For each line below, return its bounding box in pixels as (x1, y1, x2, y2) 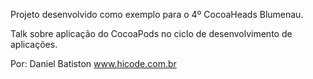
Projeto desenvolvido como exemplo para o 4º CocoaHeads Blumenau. (10, 9, 304, 20)
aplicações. (10, 39, 58, 50)
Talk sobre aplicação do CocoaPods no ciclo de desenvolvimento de (10, 28, 293, 39)
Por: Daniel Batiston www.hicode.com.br (10, 58, 177, 69)
